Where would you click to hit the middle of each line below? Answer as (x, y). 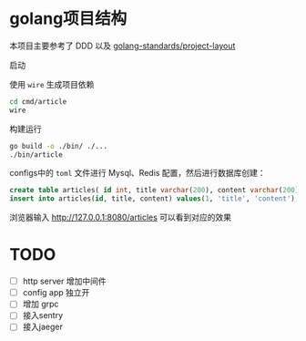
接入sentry (43, 315)
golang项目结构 (68, 19)
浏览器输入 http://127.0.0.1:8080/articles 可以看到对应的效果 (121, 217)
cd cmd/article (38, 101)
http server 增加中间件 (64, 281)
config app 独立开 (56, 293)
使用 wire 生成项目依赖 (52, 84)
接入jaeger (43, 327)
